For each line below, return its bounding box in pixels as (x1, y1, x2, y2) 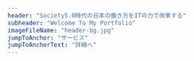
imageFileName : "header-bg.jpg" (7, 26, 114, 34)
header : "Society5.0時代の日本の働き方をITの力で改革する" (7, 11, 187, 20)
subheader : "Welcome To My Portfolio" (7, 19, 136, 27)
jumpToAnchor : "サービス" (7, 33, 89, 42)
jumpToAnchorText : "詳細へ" (7, 41, 97, 49)
